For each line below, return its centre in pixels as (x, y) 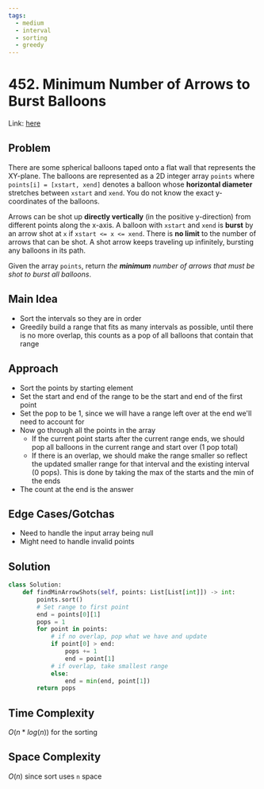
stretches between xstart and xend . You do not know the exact (111, 192)
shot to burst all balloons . (50, 274)
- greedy (30, 45)
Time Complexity (52, 713)
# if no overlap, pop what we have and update (129, 636)
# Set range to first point (83, 607)
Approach (33, 369)
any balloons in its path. (47, 250)
